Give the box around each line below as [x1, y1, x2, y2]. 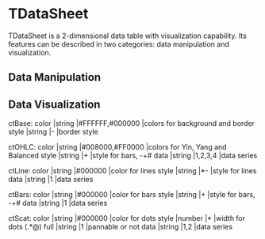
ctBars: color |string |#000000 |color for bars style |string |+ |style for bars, [8, 190, 255, 199]
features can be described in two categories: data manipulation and [8, 39, 230, 48]
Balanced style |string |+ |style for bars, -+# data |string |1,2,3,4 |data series [8, 151, 258, 161]
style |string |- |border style [8, 127, 99, 137]
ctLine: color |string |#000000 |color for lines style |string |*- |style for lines [8, 166, 257, 176]
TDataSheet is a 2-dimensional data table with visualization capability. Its [8, 31, 248, 40]
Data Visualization [8, 97, 101, 111]
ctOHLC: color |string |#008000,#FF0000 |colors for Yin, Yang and [8, 142, 228, 152]
